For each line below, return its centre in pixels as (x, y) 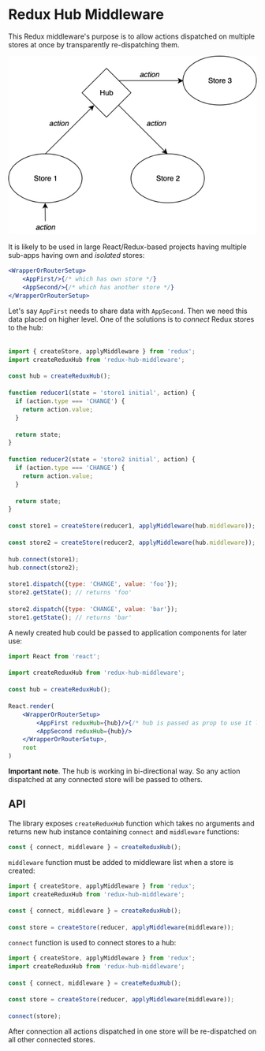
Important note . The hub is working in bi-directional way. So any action (124, 771)
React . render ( (32, 706)
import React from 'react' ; (54, 656)
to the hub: (26, 327)
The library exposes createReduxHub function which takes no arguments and (131, 823)
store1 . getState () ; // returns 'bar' (70, 617)
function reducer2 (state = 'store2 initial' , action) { (102, 460)
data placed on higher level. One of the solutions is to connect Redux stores (131, 319)
